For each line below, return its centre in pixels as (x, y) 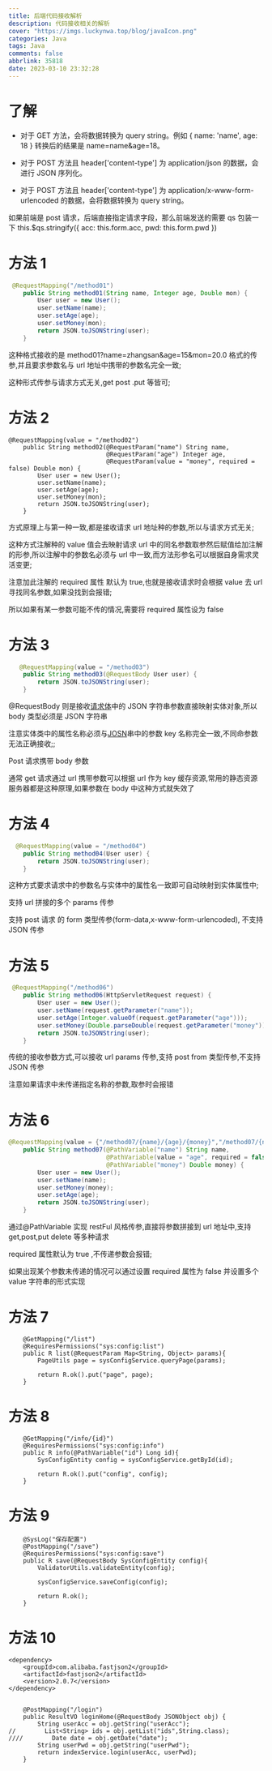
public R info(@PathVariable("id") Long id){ (101, 1452)
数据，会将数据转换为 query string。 (128, 200)
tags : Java (27, 46)
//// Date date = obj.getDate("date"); (88, 1738)
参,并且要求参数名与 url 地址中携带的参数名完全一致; (95, 365)
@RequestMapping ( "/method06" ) (63, 988)
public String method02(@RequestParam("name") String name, (126, 447)
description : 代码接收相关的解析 (59, 24)
